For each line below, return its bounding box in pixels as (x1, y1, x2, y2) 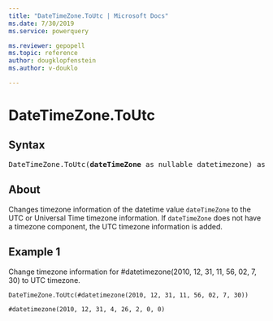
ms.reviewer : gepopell (8, 41, 85, 49)
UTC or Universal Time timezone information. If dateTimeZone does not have (8, 212, 262, 223)
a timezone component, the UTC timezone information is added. (8, 221, 223, 231)
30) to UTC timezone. (8, 275, 81, 285)
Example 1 (8, 245, 61, 259)
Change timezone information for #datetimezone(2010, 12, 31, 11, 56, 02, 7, (8, 267, 258, 276)
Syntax (8, 139, 45, 152)
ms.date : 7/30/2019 (8, 19, 75, 28)
